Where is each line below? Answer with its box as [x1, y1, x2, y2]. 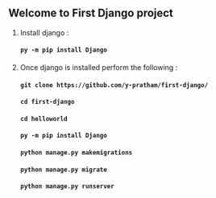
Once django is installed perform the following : [19, 63, 178, 72]
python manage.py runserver [19, 183, 114, 191]
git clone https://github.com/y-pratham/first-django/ [19, 80, 209, 89]
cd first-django [19, 98, 75, 106]
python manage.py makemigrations [19, 148, 133, 156]
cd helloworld [19, 114, 68, 123]
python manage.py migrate [19, 165, 107, 174]
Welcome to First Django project [8, 6, 173, 20]
